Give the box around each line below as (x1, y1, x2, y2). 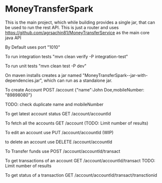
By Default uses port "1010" (5, 44, 60, 50)
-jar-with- (128, 72, 148, 78)
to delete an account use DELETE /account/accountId (5, 139, 113, 145)
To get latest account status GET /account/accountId (5, 110, 111, 117)
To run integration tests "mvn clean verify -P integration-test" (5, 53, 128, 59)
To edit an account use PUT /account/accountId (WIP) (5, 129, 114, 135)
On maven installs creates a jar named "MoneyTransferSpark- (5, 72, 129, 78)
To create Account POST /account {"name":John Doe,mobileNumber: (5, 87, 144, 92)
